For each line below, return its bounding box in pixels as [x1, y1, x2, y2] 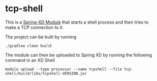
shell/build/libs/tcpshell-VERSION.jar [5, 71, 87, 76]
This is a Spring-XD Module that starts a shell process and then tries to [5, 19, 149, 25]
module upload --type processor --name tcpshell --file [5, 67, 122, 72]
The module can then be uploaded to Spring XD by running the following [5, 52, 153, 58]
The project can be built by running [5, 34, 77, 40]
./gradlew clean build [5, 43, 52, 48]
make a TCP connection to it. [5, 24, 64, 30]
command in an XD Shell [5, 57, 55, 63]
